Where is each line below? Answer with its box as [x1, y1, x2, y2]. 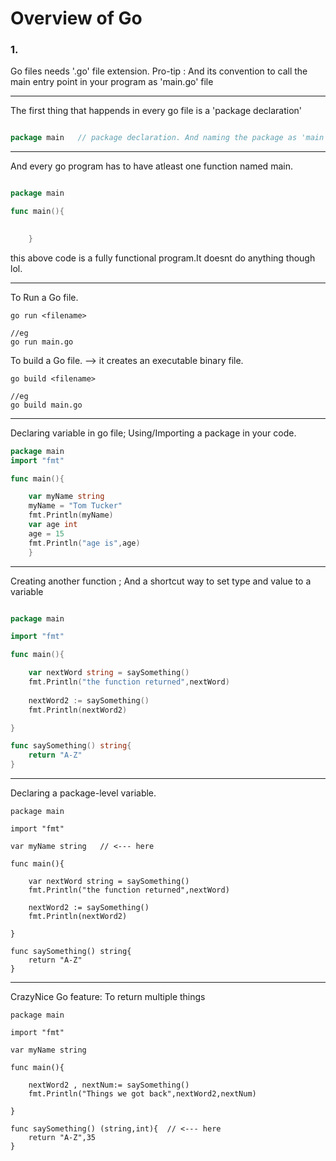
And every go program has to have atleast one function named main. [10, 160, 293, 172]
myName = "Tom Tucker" [28, 501, 123, 511]
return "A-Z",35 [28, 1133, 97, 1143]
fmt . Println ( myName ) [28, 510, 114, 521]
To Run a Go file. [10, 291, 79, 303]
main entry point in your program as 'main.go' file [10, 76, 214, 88]
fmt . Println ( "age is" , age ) [28, 538, 141, 548]
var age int [28, 520, 78, 530]
